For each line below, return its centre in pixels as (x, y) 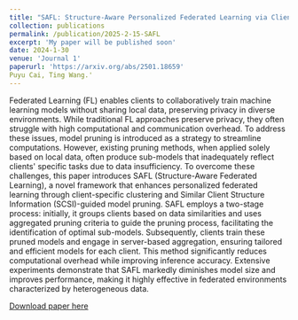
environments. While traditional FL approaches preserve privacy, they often (147, 119)
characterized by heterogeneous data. (79, 288)
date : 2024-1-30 (39, 51)
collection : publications (57, 26)
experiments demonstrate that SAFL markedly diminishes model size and (143, 269)
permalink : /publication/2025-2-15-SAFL (85, 34)
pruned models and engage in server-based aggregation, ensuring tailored (146, 241)
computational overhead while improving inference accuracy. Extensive (140, 260)
